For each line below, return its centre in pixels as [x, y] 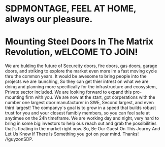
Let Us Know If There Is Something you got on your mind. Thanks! [72, 134]
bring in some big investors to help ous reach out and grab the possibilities [81, 123]
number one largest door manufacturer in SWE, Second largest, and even [80, 103]
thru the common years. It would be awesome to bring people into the [76, 76]
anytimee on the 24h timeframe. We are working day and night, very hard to [82, 118]
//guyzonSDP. [19, 139]
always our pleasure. [49, 19]
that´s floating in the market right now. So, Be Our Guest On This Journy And [83, 129]
